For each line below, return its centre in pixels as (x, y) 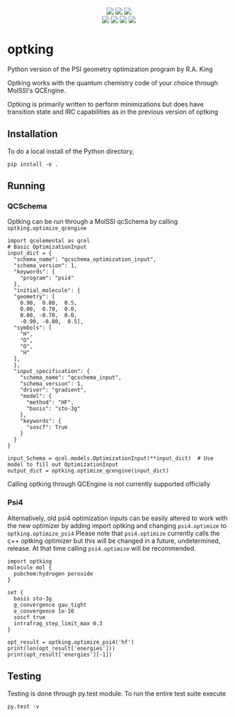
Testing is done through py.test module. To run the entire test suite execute (117, 694)
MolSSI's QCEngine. (36, 90)
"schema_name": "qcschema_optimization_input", (85, 259)
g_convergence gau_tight (50, 605)
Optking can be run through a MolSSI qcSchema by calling (93, 222)
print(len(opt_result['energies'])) (61, 648)
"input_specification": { (52, 372)
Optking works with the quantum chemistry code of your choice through (113, 82)
